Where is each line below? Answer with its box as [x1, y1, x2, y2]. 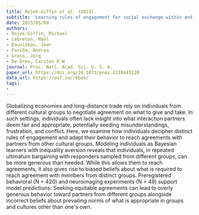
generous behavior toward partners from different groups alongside [6, 191, 172, 198]
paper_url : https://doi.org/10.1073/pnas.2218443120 [6, 69, 140, 75]
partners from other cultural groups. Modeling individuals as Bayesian [6, 140, 177, 147]
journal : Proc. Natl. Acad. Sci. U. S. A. [6, 64, 113, 70]
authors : [6, 25, 28, 31]
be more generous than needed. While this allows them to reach [6, 159, 163, 166]
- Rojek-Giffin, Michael [6, 31, 68, 37]
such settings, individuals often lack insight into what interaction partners [6, 115, 185, 122]
